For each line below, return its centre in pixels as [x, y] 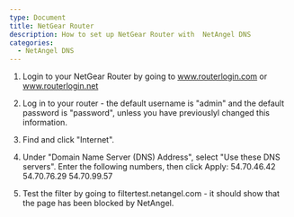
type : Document [38, 17]
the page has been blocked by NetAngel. [98, 204]
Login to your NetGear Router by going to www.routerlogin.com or [145, 76]
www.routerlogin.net [60, 86]
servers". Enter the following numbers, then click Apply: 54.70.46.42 [149, 167]
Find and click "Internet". [68, 140]
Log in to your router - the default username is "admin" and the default [153, 103]
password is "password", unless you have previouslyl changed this [146, 113]
